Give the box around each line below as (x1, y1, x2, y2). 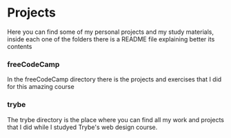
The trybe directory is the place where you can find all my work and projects (7, 115, 224, 124)
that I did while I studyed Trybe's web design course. (7, 123, 158, 131)
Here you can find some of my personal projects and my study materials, (7, 28, 214, 36)
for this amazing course (7, 83, 74, 91)
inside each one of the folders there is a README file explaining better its (7, 34, 215, 43)
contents (7, 42, 32, 50)
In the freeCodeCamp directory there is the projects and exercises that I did (7, 75, 222, 83)
